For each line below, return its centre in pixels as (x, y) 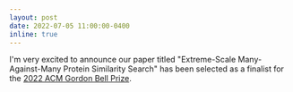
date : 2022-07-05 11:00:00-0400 (69, 26)
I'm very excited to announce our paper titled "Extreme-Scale (123, 60)
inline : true (34, 34)
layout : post (34, 17)
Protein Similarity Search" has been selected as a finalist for (174, 69)
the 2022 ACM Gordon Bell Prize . (70, 79)
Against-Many (35, 69)
